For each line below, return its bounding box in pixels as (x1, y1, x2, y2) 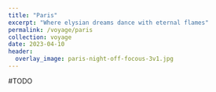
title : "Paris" (8, 11, 58, 19)
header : (8, 48, 34, 55)
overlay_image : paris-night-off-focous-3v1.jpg (15, 55, 174, 63)
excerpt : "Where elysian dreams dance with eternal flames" (8, 19, 210, 27)
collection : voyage (8, 33, 72, 41)
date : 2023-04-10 (8, 41, 65, 48)
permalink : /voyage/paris (8, 26, 93, 34)
